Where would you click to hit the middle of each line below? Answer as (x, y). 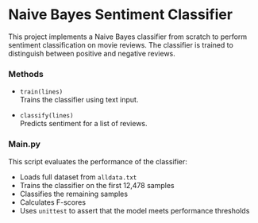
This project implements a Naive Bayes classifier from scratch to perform (128, 37)
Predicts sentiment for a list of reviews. (84, 124)
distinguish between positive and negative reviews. (92, 53)
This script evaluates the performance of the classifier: (98, 161)
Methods (26, 74)
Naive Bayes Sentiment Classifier (120, 15)
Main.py (25, 144)
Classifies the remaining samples (74, 194)
